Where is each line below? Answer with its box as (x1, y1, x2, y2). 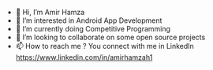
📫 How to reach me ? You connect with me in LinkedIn (15, 42, 195, 50)
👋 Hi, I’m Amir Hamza (15, 8, 85, 17)
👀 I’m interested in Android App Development (15, 16, 163, 25)
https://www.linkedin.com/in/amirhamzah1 (15, 53, 153, 62)
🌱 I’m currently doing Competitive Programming (15, 24, 171, 33)
